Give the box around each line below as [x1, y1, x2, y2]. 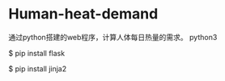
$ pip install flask [8, 48, 66, 58]
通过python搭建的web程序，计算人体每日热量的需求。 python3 [8, 32, 218, 42]
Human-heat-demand [8, 5, 159, 23]
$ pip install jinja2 [8, 63, 67, 73]
